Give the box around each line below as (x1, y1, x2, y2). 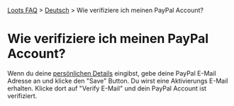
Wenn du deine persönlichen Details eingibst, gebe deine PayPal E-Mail (7, 69, 216, 77)
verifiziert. (7, 91, 38, 100)
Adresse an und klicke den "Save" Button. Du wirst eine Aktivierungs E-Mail (7, 76, 228, 85)
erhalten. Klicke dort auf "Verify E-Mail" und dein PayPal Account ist (7, 84, 207, 93)
